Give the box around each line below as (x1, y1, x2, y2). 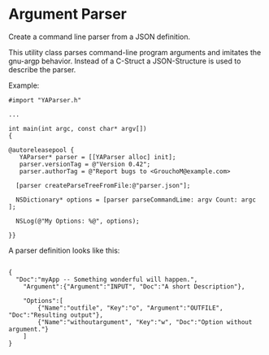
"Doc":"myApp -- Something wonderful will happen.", (15, 275, 198, 284)
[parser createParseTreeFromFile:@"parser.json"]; (15, 181, 191, 189)
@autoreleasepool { (8, 145, 75, 154)
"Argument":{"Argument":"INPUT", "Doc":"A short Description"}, (23, 282, 245, 291)
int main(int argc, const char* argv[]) (8, 124, 148, 132)
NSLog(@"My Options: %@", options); (15, 217, 140, 225)
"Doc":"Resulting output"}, (8, 310, 104, 319)
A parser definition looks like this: (8, 245, 120, 255)
